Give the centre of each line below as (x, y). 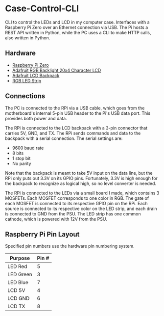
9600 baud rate (28, 148)
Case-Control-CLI (42, 9)
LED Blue (18, 283)
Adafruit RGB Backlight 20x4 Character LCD (57, 70)
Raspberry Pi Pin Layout (42, 234)
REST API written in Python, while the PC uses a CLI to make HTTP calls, (78, 32)
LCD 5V (16, 290)
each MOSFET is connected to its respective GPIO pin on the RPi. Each (76, 203)
